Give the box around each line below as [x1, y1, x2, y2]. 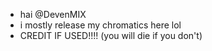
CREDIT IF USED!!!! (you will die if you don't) [19, 30, 203, 41]
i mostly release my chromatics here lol [19, 19, 182, 31]
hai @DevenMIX [19, 9, 87, 20]
